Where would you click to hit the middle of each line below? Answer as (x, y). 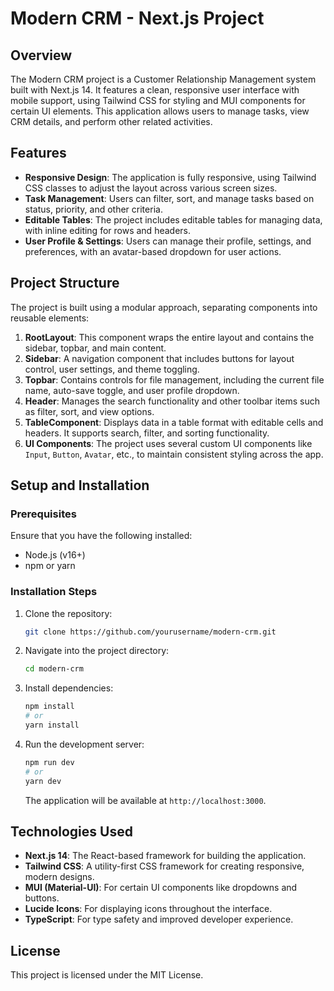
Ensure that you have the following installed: (101, 536)
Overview (41, 55)
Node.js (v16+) (55, 555)
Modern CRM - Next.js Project (137, 18)
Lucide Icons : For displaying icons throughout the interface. (148, 909)
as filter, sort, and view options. (89, 411)
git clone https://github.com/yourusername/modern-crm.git (150, 632)
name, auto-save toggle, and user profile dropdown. (132, 390)
